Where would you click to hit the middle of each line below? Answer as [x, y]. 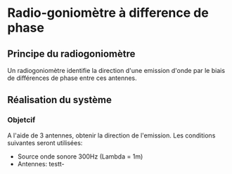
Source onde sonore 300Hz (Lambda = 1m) [80, 156]
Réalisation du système [60, 100]
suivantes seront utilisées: [45, 142]
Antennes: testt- [41, 163]
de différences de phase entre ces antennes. [72, 78]
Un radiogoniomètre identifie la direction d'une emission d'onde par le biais [116, 71]
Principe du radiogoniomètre [71, 54]
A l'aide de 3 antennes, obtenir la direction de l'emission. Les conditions [111, 135]
